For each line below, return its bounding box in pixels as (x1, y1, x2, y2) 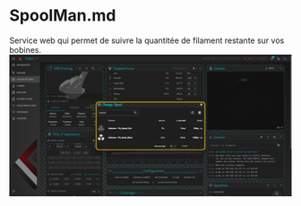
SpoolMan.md (9, 5, 116, 26)
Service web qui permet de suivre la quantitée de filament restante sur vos (9, 35, 285, 46)
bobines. (9, 44, 42, 55)
